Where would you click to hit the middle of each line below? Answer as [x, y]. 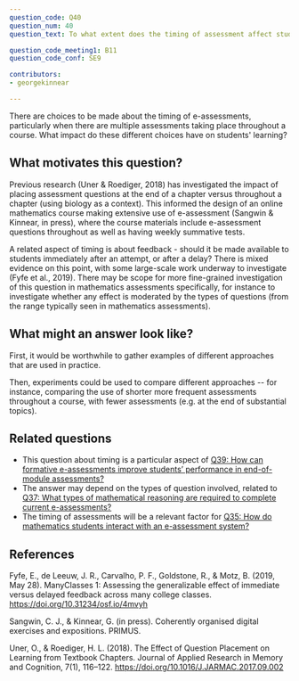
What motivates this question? [96, 163]
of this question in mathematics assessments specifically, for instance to [142, 287]
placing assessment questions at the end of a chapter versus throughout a [145, 193]
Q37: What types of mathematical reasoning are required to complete [149, 498]
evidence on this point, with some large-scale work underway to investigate [148, 267]
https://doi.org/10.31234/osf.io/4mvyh [79, 604]
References [42, 554]
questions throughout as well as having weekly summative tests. [127, 232]
